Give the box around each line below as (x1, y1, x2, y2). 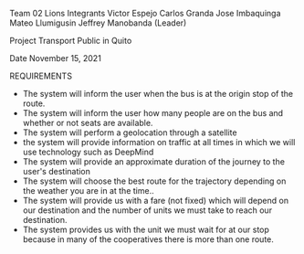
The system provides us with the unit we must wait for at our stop (22, 224, 269, 235)
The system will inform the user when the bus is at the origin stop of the (22, 89, 294, 99)
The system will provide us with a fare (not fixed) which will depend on (22, 196, 289, 206)
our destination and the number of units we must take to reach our (22, 205, 272, 216)
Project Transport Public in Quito (9, 36, 132, 46)
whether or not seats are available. (22, 118, 153, 128)
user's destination (22, 166, 91, 176)
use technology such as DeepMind (22, 146, 154, 157)
